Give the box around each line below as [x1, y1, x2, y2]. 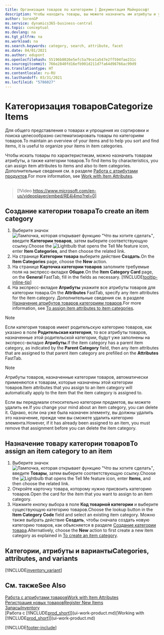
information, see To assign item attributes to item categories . [12, 306, 135, 311]
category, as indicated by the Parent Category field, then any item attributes [5, 345, 159, 351]
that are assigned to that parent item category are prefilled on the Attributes [5, 350, 159, 356]
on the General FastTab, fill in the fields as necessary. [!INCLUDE [12, 274, 143, 280]
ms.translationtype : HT [5, 66, 54, 71]
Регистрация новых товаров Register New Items [5, 599, 103, 605]
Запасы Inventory [5, 605, 40, 611]
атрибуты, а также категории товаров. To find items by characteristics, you [5, 157, 159, 164]
